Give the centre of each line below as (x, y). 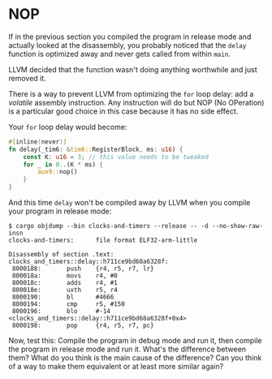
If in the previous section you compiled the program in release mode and (130, 37)
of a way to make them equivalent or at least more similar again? (116, 367)
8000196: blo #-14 (61, 312)
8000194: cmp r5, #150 (69, 304)
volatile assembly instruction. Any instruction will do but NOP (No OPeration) (136, 102)
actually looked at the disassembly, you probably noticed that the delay (127, 45)
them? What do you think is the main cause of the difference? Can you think (135, 358)
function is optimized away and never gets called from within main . (120, 54)
